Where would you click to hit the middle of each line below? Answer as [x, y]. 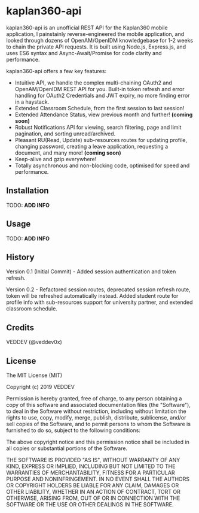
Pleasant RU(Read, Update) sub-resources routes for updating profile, [101, 140]
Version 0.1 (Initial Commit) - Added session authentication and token [91, 271]
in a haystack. [32, 102]
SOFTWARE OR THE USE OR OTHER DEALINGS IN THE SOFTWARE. [90, 504]
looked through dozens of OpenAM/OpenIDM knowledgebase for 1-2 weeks [99, 40]
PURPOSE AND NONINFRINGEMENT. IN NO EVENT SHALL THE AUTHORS [98, 479]
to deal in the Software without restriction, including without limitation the [96, 411]
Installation [27, 191]
